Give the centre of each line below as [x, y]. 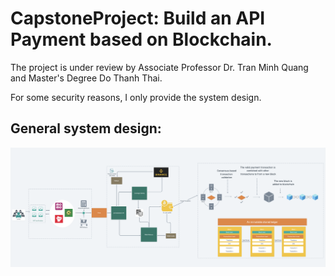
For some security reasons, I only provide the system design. [136, 97]
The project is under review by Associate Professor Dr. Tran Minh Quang [159, 67]
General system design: [86, 128]
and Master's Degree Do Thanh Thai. [86, 78]
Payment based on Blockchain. [141, 39]
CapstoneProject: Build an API [138, 18]
